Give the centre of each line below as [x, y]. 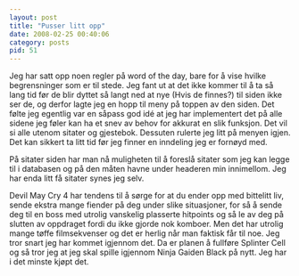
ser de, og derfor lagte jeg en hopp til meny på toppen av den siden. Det [142, 104]
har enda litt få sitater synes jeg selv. [77, 178]
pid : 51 [24, 51]
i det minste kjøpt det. [49, 262]
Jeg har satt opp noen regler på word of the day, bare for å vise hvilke [137, 76]
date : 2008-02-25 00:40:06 [59, 34]
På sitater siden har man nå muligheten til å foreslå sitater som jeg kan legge [149, 159]
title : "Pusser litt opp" [57, 26]
